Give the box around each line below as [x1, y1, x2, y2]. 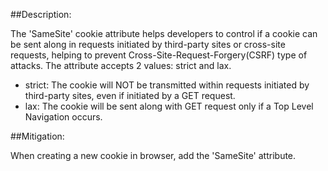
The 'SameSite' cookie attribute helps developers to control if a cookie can [10, 28, 318, 39]
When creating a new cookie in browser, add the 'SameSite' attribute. [10, 150, 297, 161]
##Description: [10, 9, 72, 20]
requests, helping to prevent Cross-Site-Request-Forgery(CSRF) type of [10, 49, 308, 61]
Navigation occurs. [24, 111, 103, 123]
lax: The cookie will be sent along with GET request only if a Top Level [24, 100, 314, 112]
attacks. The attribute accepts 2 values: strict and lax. [10, 60, 232, 71]
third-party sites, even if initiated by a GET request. [24, 90, 236, 101]
